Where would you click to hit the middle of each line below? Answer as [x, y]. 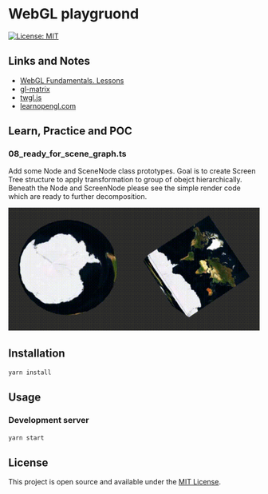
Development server [49, 420]
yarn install [30, 372]
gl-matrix [35, 89]
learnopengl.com [48, 106]
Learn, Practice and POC [71, 131]
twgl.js [31, 98]
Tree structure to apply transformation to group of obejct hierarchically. [125, 180]
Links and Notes [49, 61]
